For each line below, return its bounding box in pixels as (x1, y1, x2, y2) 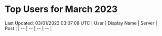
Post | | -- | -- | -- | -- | (5, 25, 52, 31)
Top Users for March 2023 (5, 3, 118, 15)
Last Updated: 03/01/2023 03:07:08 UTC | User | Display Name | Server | (5, 20, 157, 26)
